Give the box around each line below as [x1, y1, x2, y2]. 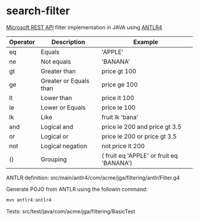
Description [51, 37, 85, 46]
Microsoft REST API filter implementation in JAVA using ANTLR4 [6, 24, 163, 31]
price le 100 [101, 103, 136, 111]
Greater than [40, 67, 76, 75]
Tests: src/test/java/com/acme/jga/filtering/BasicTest [6, 207, 136, 214]
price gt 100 [101, 67, 137, 75]
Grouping [40, 155, 67, 164]
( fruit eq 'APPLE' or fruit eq [101, 151, 178, 159]
